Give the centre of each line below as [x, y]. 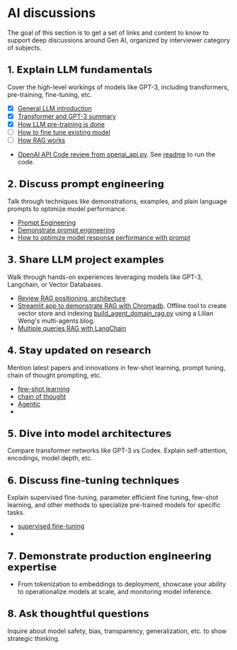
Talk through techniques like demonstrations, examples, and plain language [117, 201]
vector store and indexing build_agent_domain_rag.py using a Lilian [115, 313]
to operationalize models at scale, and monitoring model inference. [115, 591]
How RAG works [41, 140]
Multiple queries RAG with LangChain [72, 328]
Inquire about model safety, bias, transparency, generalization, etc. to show [117, 631]
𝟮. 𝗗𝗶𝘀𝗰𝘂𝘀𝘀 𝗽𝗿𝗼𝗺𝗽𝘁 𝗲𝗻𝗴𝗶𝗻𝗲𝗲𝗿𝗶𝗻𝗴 [86, 184]
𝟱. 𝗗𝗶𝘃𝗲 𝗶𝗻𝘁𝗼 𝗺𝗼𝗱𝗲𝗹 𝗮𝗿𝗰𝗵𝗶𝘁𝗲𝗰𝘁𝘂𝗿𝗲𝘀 [89, 433]
